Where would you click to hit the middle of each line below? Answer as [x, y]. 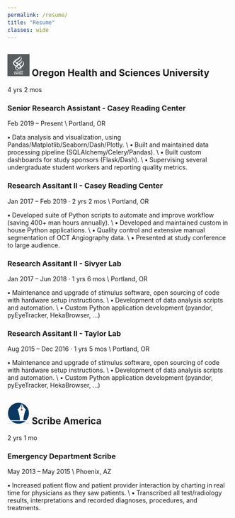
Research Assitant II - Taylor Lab [64, 333]
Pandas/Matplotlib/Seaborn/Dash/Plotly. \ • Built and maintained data [108, 145]
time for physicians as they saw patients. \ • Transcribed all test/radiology [115, 493]
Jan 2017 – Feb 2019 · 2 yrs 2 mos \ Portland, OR [78, 201]
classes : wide [28, 30]
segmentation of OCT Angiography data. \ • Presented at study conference [117, 237]
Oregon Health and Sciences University [121, 73]
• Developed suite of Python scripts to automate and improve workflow [111, 215]
